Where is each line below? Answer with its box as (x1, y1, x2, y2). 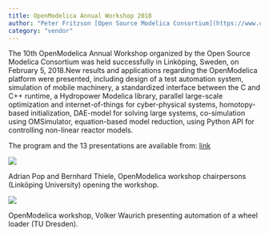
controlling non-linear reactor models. (8, 125, 134, 135)
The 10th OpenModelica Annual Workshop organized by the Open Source (8, 49, 251, 59)
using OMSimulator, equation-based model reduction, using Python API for (8, 117, 255, 127)
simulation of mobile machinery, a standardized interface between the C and (8, 83, 261, 92)
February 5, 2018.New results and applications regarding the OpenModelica (8, 66, 258, 75)
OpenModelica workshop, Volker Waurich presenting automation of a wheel (8, 210, 259, 221)
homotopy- (219, 100, 256, 109)
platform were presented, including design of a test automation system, (8, 74, 244, 84)
